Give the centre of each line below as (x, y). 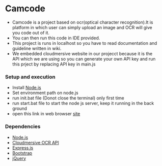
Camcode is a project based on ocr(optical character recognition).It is (82, 22)
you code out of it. (31, 33)
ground (19, 108)
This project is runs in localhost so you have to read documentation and (84, 43)
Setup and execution (30, 77)
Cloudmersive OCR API (36, 142)
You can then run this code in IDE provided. (56, 38)
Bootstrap (22, 153)
